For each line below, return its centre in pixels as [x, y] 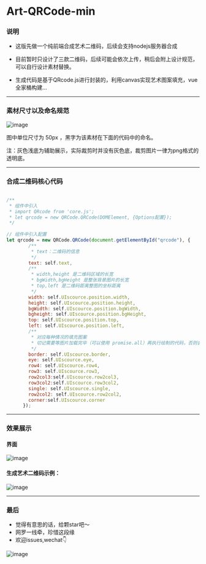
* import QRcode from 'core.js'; [52, 211]
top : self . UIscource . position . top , [74, 320]
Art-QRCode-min [51, 11]
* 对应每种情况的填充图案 [59, 337]
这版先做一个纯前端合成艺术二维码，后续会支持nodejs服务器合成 [96, 46]
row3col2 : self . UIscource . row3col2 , [74, 383]
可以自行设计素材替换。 [45, 67]
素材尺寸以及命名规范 [38, 111]
